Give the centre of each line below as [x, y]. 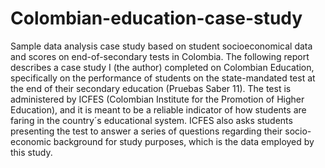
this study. [31, 152]
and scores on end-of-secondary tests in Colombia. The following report [160, 56]
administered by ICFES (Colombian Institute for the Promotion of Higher [157, 99]
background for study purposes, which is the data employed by [184, 141]
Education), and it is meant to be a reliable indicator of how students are [158, 109]
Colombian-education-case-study [156, 18]
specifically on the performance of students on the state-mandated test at [163, 78]
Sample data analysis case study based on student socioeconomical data [161, 46]
